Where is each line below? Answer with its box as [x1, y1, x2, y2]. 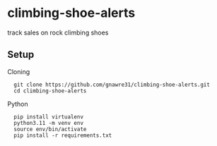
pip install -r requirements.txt [13, 132, 112, 139]
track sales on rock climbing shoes [7, 28, 109, 37]
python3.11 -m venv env [13, 119, 83, 126]
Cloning [7, 67, 30, 75]
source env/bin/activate [13, 126, 87, 133]
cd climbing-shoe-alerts [13, 87, 87, 95]
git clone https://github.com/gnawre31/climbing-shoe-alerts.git [13, 81, 211, 88]
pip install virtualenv [13, 113, 83, 121]
